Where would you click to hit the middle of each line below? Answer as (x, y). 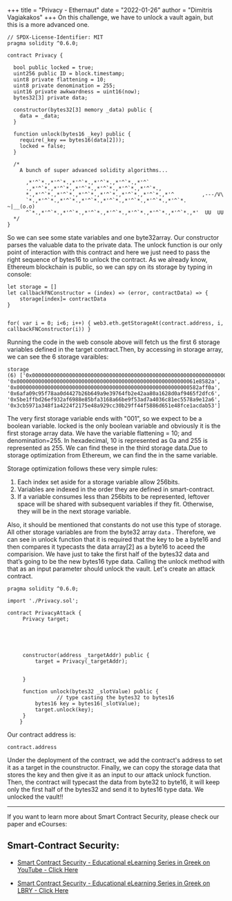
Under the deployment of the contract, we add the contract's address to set (115, 760)
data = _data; (40, 116)
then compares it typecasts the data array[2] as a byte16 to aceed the (106, 547)
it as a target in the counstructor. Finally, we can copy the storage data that (114, 767)
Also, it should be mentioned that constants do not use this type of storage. (114, 525)
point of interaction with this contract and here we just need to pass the (109, 252)
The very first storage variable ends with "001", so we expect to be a (105, 418)
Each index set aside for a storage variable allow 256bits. (98, 482)
